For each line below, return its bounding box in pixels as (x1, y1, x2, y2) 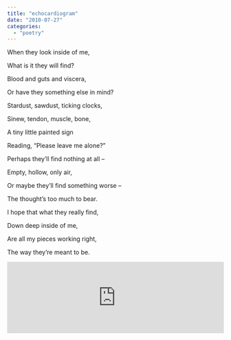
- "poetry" (13, 29, 45, 36)
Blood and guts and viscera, (7, 75, 87, 83)
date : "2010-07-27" (7, 17, 63, 23)
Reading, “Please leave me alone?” (7, 142, 106, 150)
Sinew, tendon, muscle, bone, (7, 115, 91, 123)
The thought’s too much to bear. (7, 195, 98, 203)
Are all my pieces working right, (7, 235, 98, 243)
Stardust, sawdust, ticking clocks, (7, 101, 103, 110)
